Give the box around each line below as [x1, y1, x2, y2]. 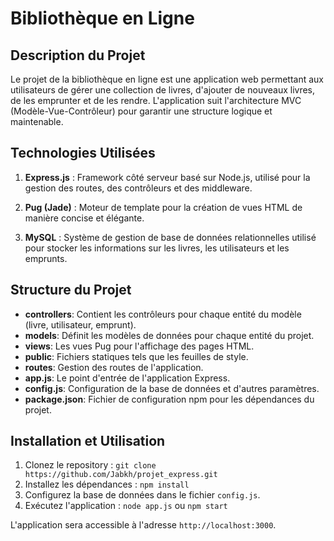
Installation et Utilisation [10, 433, 166, 450]
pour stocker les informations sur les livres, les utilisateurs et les [24, 242, 290, 254]
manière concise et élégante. [24, 212, 145, 224]
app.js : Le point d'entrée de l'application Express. [24, 372, 231, 384]
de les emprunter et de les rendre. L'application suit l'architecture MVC [10, 95, 302, 106]
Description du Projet [10, 47, 146, 64]
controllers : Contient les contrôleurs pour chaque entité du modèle [24, 308, 302, 320]
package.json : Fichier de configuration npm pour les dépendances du [24, 393, 315, 405]
